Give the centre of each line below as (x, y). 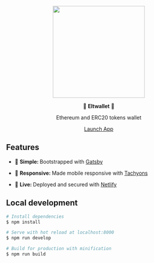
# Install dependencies (35, 217)
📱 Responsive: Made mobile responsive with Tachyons (81, 173)
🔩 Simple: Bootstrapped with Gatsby (58, 161)
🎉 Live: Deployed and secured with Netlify (66, 184)
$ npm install (24, 222)
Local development (42, 203)
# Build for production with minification (59, 249)
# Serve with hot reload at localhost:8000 (60, 232)
